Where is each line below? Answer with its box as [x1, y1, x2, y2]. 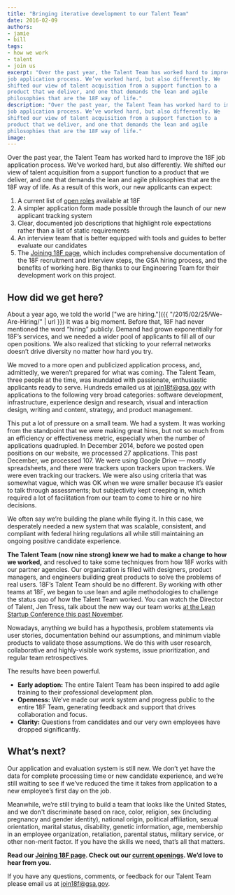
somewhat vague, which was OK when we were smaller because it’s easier [7, 479, 224, 487]
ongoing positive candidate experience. [7, 537, 122, 545]
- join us [7, 62, 36, 69]
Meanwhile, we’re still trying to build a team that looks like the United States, [7, 800, 227, 808]
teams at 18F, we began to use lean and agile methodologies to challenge [7, 588, 219, 596]
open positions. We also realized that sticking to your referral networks [7, 340, 211, 348]
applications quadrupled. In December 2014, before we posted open [7, 442, 204, 450]
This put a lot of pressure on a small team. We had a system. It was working [7, 419, 225, 428]
